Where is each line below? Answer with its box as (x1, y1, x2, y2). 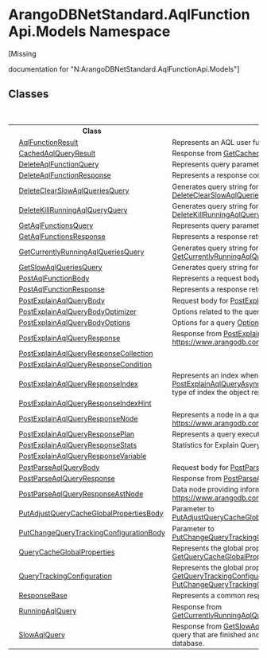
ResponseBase (18, 591, 68, 601)
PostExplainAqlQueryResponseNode (18, 414, 138, 423)
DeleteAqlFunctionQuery (18, 159, 99, 169)
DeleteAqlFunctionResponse (18, 170, 111, 180)
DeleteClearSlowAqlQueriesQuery (18, 186, 130, 195)
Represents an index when (172, 370, 259, 380)
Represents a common (172, 591, 246, 601)
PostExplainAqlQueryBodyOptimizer (18, 307, 137, 316)
